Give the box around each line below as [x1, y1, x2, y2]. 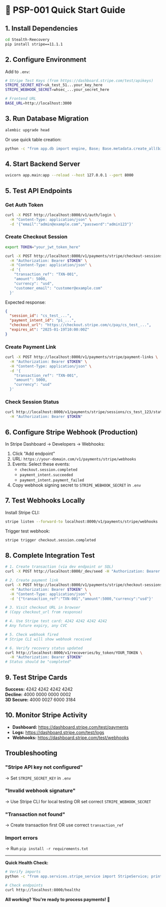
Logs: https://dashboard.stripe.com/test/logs [12, 729, 105, 735]
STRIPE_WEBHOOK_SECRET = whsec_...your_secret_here [5, 87, 110, 92]
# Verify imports [5, 869, 41, 874]
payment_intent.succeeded [19, 472, 73, 477]
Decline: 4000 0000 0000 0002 [5, 692, 71, 698]
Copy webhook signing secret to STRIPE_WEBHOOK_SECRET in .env [12, 482, 141, 488]
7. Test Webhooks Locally [5, 496, 85, 505]
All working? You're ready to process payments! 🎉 [5, 896, 110, 902]
